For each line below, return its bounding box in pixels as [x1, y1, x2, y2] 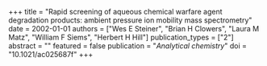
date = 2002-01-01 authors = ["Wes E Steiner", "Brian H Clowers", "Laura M [8, 24, 260, 33]
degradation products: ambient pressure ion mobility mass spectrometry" [8, 15, 252, 25]
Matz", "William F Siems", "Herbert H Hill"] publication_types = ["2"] [8, 32, 234, 42]
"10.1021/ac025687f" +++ [8, 50, 94, 59]
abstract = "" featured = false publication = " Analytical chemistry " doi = [8, 41, 248, 51]
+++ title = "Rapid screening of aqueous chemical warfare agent [8, 7, 223, 16]
